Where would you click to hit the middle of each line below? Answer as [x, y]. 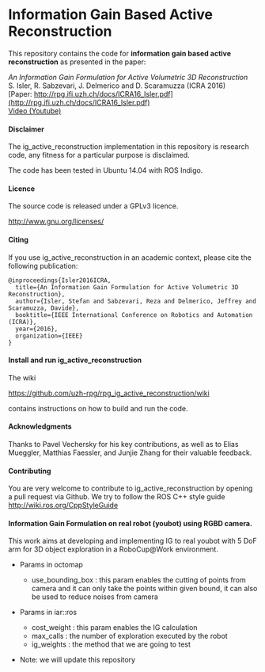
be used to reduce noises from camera [95, 597]
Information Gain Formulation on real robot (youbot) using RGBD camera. [131, 523]
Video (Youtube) [35, 111]
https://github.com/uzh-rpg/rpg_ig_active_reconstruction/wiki [109, 393]
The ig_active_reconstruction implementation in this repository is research [129, 147]
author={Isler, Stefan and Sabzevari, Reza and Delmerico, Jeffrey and [136, 301]
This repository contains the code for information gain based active [120, 53]
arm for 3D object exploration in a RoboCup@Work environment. [114, 549]
